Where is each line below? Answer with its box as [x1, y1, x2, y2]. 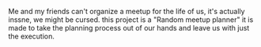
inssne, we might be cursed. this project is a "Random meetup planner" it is [8, 15, 254, 24]
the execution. [8, 31, 55, 41]
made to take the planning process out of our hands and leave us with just [8, 23, 250, 32]
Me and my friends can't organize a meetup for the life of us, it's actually [8, 7, 245, 16]
